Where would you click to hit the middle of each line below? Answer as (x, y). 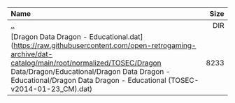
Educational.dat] (116, 37)
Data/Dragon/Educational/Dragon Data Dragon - (91, 71)
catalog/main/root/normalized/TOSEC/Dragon (86, 63)
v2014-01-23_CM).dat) (52, 89)
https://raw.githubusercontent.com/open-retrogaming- (105, 46)
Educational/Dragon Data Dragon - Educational (88, 80)
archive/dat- (32, 54)
